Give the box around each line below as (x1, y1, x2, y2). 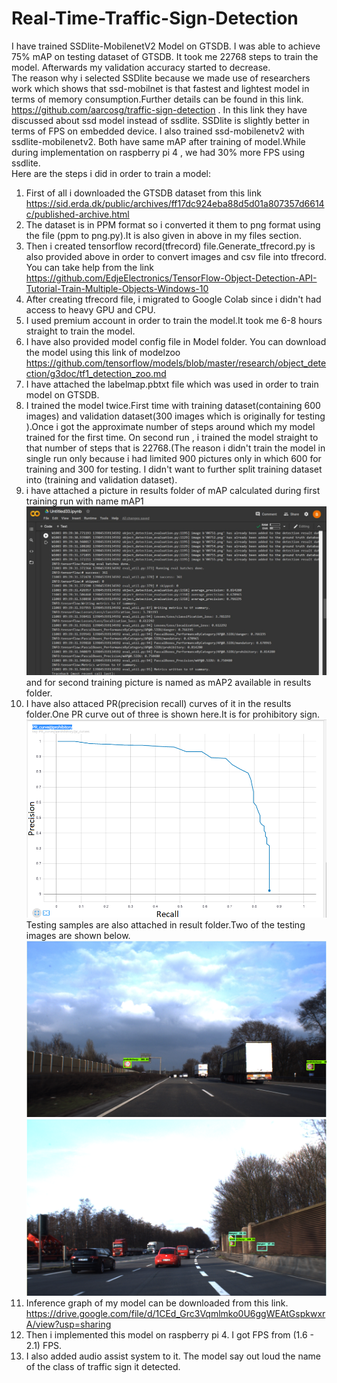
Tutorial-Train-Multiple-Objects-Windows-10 (25, 282, 209, 294)
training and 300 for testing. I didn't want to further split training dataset (25, 463, 323, 475)
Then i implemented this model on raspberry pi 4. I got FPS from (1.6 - (25, 1328, 315, 1341)
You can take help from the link (25, 261, 154, 273)
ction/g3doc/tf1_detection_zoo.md (25, 367, 167, 379)
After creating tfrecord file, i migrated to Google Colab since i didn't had (25, 293, 322, 305)
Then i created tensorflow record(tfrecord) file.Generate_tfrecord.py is (25, 240, 316, 252)
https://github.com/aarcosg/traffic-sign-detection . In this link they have (11, 103, 308, 116)
